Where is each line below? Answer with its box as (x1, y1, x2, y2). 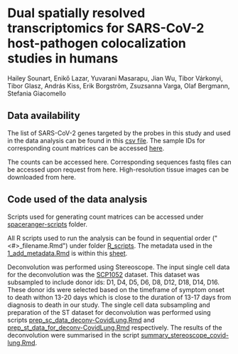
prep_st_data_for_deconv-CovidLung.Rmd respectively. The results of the (7, 323, 222, 332)
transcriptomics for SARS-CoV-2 (7, 20, 205, 36)
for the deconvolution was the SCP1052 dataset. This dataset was (7, 270, 200, 278)
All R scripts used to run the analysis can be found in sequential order (7, 234, 211, 242)
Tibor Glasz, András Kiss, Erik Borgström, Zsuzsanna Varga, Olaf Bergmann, (7, 81, 230, 90)
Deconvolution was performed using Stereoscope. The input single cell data (7, 262, 230, 271)
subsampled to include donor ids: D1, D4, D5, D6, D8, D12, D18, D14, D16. (7, 278, 220, 286)
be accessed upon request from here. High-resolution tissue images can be (7, 165, 229, 174)
